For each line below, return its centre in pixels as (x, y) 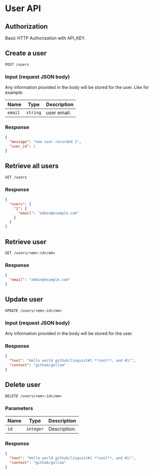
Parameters (19, 408)
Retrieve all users (32, 166)
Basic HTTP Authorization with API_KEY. (45, 38)
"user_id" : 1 (23, 146)
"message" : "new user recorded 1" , (45, 142)
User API (23, 9)
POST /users (17, 64)
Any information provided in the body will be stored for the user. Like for (77, 88)
